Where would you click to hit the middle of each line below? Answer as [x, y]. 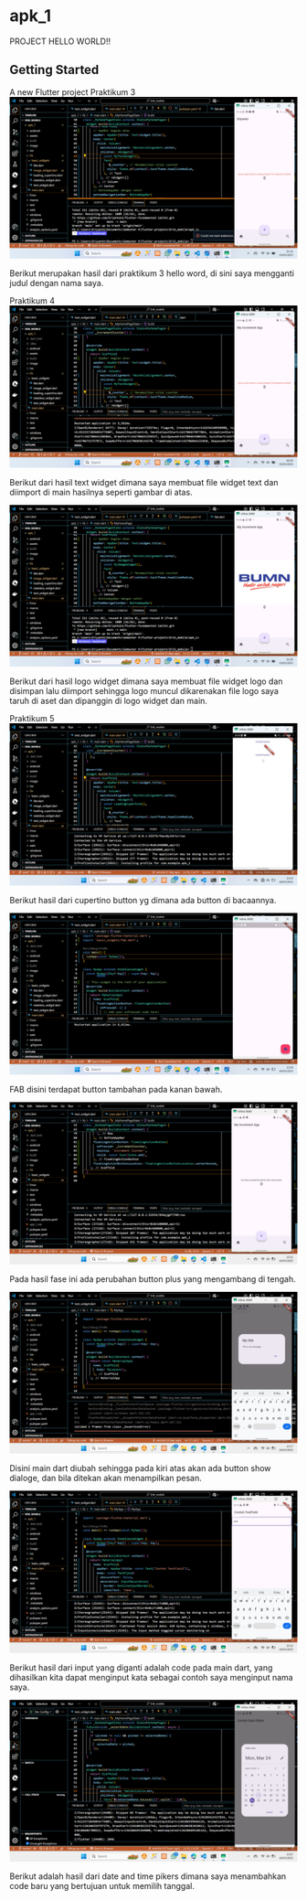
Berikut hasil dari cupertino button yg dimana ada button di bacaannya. [143, 900]
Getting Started [54, 70]
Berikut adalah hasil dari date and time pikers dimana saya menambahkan [148, 1876]
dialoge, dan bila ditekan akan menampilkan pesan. [106, 1478]
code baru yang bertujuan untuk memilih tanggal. [102, 1886]
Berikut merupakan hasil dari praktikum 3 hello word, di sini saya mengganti [152, 273]
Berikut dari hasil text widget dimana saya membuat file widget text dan [144, 482]
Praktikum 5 [32, 719]
